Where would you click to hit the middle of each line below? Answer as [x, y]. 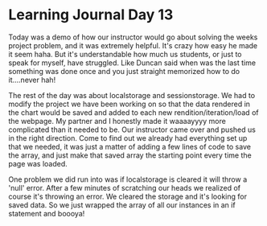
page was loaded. [38, 163]
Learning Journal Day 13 [91, 15]
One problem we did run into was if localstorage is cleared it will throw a [128, 179]
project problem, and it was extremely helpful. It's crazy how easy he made [133, 45]
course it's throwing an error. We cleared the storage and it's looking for [128, 196]
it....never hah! [32, 80]
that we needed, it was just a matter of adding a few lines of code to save [130, 146]
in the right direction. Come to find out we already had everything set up [128, 138]
